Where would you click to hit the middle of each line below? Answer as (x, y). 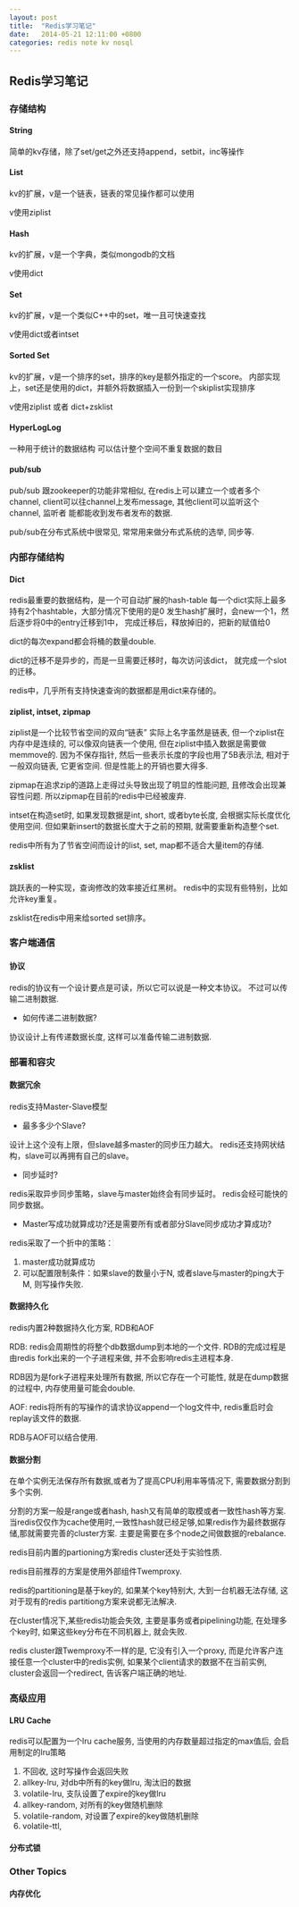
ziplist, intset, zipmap (50, 711)
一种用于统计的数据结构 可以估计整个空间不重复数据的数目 (116, 449)
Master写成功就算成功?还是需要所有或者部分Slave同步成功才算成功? (147, 1223)
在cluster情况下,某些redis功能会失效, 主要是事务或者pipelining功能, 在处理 (144, 1621)
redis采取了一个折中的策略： (62, 1242)
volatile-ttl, (42, 1826)
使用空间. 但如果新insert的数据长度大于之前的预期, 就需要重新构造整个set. (144, 827)
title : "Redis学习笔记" (53, 26)
